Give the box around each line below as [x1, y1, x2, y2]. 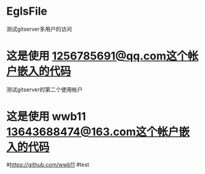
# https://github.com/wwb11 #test [6, 161, 90, 168]
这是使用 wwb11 [6, 110, 87, 124]
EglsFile [6, 4, 48, 18]
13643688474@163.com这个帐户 [6, 125, 179, 139]
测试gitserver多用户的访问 [6, 25, 72, 32]
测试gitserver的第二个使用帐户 [6, 86, 83, 93]
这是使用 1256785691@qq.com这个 [6, 49, 188, 63]
